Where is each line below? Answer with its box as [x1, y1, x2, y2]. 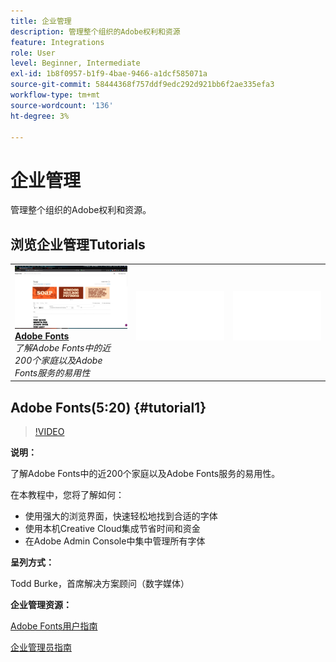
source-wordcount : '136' [10, 100, 114, 110]
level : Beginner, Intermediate [10, 58, 141, 69]
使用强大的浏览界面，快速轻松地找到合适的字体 [24, 510, 218, 522]
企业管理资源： [10, 599, 72, 611]
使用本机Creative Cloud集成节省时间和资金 [24, 523, 201, 535]
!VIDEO [34, 426, 65, 438]
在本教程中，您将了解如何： [10, 489, 125, 501]
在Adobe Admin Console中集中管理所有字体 [24, 535, 206, 547]
